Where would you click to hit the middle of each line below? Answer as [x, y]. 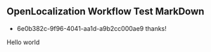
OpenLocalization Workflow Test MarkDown [105, 12]
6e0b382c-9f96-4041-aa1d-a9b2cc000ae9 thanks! [91, 28]
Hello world [23, 42]
